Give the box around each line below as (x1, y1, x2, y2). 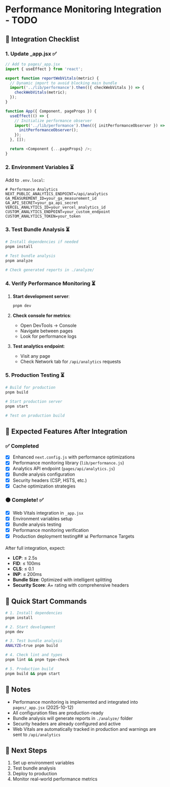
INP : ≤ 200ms (12, 571, 42, 577)
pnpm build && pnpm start (5, 671, 60, 676)
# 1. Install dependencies (5, 610, 63, 615)
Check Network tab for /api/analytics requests (20, 358, 121, 364)
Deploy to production (12, 771, 58, 777)
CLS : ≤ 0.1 (12, 566, 34, 572)
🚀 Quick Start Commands (5, 597, 87, 606)
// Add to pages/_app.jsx (5, 61, 60, 67)
